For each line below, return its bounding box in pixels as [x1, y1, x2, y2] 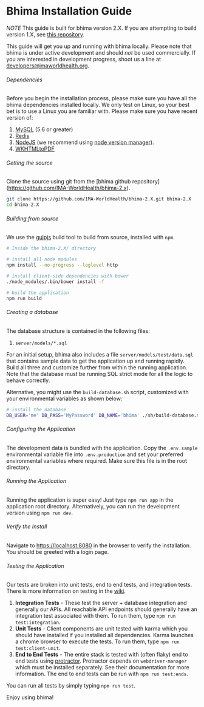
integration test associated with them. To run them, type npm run [15, 612, 176, 620]
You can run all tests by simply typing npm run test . [6, 682, 135, 689]
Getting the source [6, 159, 53, 166]
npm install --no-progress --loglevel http [6, 262, 118, 268]
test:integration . [15, 618, 61, 626]
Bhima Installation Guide [6, 4, 132, 18]
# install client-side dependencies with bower [6, 273, 129, 279]
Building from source [6, 214, 59, 222]
